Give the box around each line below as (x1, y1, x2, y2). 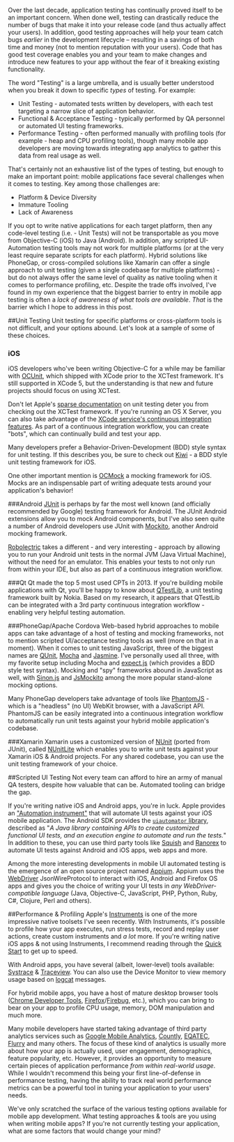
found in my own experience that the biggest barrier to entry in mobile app (8, 288, 222, 296)
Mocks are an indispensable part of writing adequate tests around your (8, 479, 212, 487)
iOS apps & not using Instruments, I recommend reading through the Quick (8, 940, 222, 948)
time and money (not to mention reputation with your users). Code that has (8, 43, 222, 51)
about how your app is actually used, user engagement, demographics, (8, 1047, 212, 1055)
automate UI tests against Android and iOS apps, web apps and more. (8, 846, 208, 854)
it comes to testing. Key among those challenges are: (8, 180, 160, 187)
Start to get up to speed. (8, 947, 78, 955)
